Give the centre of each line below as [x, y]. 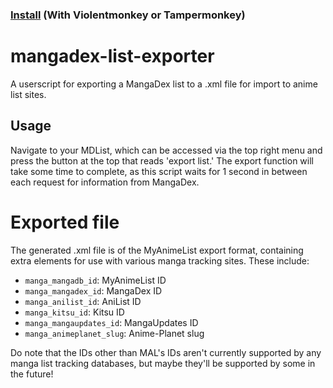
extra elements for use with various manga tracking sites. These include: [160, 260]
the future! [32, 374]
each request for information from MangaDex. [105, 182]
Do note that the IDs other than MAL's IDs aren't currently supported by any [166, 352]
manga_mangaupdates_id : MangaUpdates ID [111, 322]
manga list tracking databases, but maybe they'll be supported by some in [163, 363]
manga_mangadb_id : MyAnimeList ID [95, 280]
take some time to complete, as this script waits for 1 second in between [159, 171]
